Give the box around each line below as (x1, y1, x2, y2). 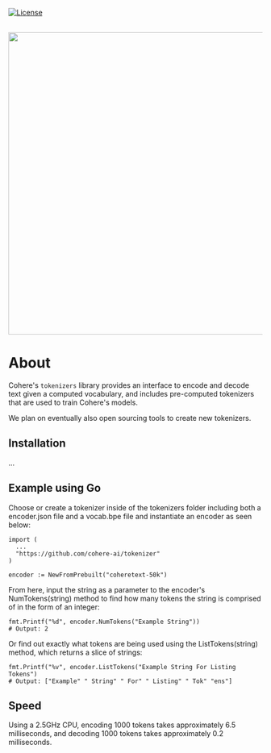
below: (8, 520, 31, 530)
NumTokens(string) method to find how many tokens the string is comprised (8, 593, 261, 603)
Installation (8, 436, 66, 451)
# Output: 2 (8, 625, 48, 633)
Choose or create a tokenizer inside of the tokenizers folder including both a (8, 502, 261, 512)
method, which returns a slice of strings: (8, 647, 143, 657)
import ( (8, 535, 38, 543)
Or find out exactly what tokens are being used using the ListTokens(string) (8, 639, 258, 648)
